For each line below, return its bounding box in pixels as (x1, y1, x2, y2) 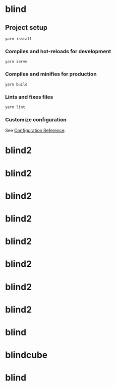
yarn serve (5, 59, 28, 64)
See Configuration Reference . (5, 128, 66, 134)
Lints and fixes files (5, 93, 54, 100)
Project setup (5, 23, 48, 32)
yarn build (5, 82, 28, 87)
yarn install (5, 36, 32, 41)
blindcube (5, 349, 48, 361)
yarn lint (5, 104, 26, 110)
